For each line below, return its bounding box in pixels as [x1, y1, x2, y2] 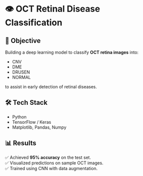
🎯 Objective [5, 37, 41, 45]
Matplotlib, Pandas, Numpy [12, 124, 67, 130]
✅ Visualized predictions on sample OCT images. [5, 160, 104, 166]
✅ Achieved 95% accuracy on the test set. [5, 154, 91, 160]
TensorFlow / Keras [12, 119, 52, 125]
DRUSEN [12, 69, 30, 75]
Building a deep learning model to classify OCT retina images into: [5, 49, 139, 55]
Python [12, 114, 27, 119]
